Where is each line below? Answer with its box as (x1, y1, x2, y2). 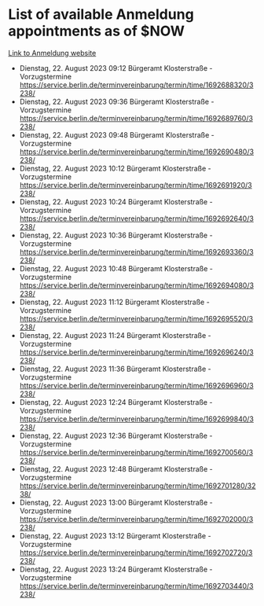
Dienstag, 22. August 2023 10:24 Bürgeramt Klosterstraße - (19, 196, 214, 206)
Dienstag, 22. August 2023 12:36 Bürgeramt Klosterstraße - (19, 431, 213, 440)
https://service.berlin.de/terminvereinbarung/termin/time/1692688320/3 (19, 80, 254, 90)
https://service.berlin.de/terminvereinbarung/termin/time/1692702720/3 (19, 548, 253, 557)
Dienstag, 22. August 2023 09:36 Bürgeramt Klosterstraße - (19, 97, 214, 106)
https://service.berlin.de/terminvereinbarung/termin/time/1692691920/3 (19, 180, 253, 189)
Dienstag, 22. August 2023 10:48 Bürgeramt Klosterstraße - (19, 263, 214, 273)
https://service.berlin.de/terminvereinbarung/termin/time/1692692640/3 (19, 214, 254, 223)
